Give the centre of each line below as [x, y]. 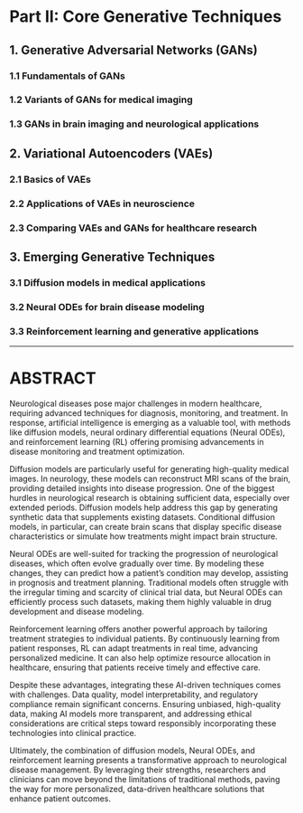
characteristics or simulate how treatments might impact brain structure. [143, 536]
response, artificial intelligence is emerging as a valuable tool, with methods [150, 422]
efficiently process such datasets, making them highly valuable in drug [141, 601]
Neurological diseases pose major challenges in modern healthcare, [136, 403]
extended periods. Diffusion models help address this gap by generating [143, 507]
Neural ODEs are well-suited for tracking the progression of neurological [144, 553]
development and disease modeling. [77, 611]
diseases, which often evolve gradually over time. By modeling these [137, 563]
